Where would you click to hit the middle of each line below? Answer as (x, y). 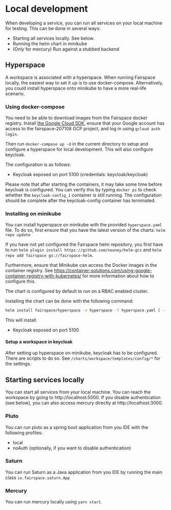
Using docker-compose (35, 106)
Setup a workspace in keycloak (39, 342)
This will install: (21, 320)
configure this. (20, 281)
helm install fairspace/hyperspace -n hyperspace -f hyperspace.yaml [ (83, 310)
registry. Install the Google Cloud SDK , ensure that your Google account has (85, 123)
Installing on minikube (33, 213)
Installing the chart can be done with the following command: (69, 301)
